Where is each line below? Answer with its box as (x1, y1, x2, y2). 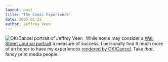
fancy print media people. (5, 51, 59, 57)
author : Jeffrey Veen (5, 21, 51, 27)
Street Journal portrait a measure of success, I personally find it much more (5, 41, 163, 47)
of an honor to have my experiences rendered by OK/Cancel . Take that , (5, 46, 154, 52)
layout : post (5, 7, 33, 13)
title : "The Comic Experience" (5, 12, 71, 17)
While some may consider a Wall (86, 35, 154, 41)
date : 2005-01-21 (5, 17, 42, 22)
